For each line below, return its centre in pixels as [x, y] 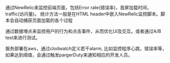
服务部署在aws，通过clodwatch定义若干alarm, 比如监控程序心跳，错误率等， [86, 48]
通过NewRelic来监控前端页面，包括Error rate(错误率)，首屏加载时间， [79, 7]
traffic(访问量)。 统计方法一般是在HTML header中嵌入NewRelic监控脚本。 [83, 14]
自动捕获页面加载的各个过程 [43, 20]
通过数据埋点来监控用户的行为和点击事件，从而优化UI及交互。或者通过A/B [83, 31]
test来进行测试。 [23, 38]
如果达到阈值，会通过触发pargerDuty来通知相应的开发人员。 [69, 55]
